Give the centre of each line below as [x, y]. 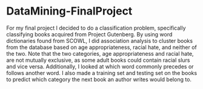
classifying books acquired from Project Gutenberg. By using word [89, 34]
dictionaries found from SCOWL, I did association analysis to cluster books [99, 41]
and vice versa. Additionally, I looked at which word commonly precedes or [100, 66]
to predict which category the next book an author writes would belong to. [99, 79]
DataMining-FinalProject [69, 11]
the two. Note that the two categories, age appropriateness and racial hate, [100, 53]
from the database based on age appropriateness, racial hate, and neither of [101, 47]
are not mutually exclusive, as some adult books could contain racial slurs [98, 60]
